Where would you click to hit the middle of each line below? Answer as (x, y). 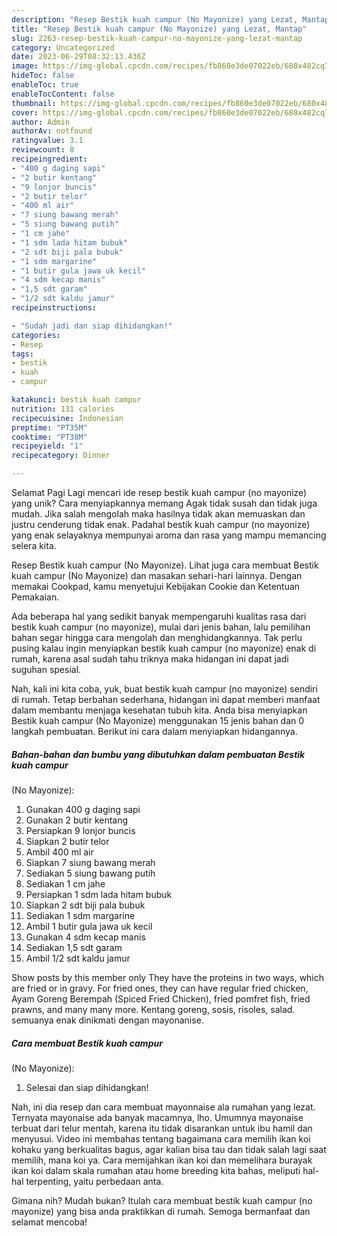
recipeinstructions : (54, 308)
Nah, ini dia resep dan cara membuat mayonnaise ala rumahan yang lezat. (163, 1107)
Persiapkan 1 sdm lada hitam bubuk (99, 894)
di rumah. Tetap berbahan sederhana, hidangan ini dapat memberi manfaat (166, 699)
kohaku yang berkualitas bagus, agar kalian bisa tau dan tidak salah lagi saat (169, 1149)
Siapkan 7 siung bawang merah (90, 862)
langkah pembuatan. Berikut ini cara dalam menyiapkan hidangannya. (154, 731)
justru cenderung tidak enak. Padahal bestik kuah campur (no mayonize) (161, 524)
